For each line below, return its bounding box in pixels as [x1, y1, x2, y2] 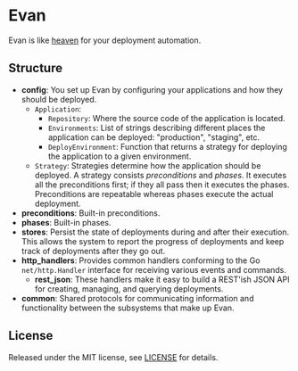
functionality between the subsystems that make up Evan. [21, 302, 235, 313]
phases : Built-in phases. [21, 217, 112, 227]
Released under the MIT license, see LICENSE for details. [8, 351, 219, 362]
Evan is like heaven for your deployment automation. [8, 35, 202, 45]
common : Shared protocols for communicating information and [21, 293, 254, 303]
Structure [8, 61, 63, 76]
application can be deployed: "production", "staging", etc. [47, 131, 261, 143]
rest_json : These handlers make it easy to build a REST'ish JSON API [34, 274, 290, 284]
